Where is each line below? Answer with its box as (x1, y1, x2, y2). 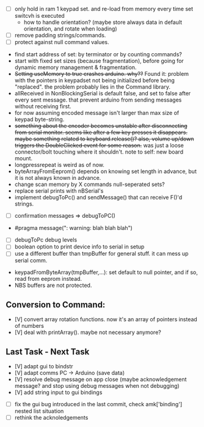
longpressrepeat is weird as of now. (14, 162, 105, 169)
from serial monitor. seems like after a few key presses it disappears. (14, 128, 188, 136)
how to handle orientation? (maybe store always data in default (23, 18, 183, 26)
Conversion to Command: (5, 299, 106, 310)
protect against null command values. (14, 39, 109, 46)
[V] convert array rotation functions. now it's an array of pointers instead (14, 316, 198, 323)
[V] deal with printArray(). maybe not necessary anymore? (14, 329, 161, 336)
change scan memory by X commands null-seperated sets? (14, 180, 166, 188)
